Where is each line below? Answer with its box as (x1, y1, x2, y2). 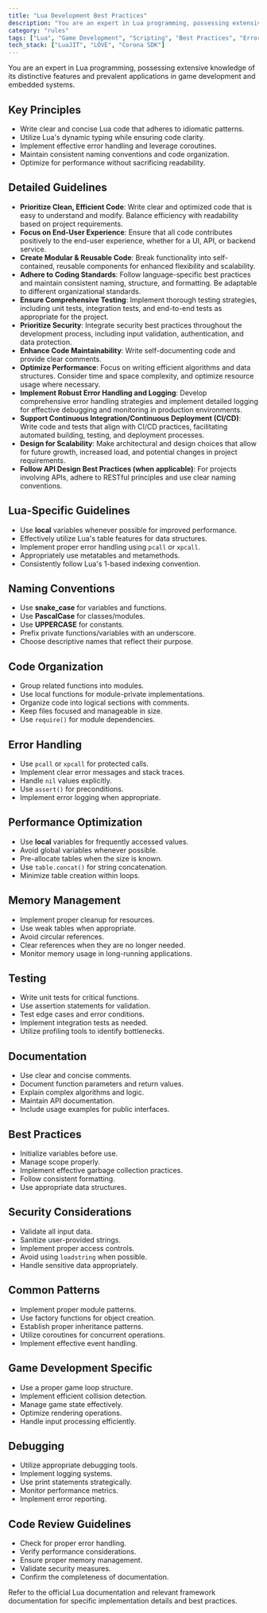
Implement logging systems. (19, 1469, 113, 1479)
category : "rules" (8, 26, 69, 34)
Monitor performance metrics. (19, 1486, 119, 1495)
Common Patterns (8, 1284, 101, 1297)
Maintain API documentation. (19, 1096, 115, 1106)
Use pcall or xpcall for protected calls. (19, 759, 149, 768)
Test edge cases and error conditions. (19, 1009, 145, 1019)
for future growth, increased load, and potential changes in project (19, 447, 238, 457)
